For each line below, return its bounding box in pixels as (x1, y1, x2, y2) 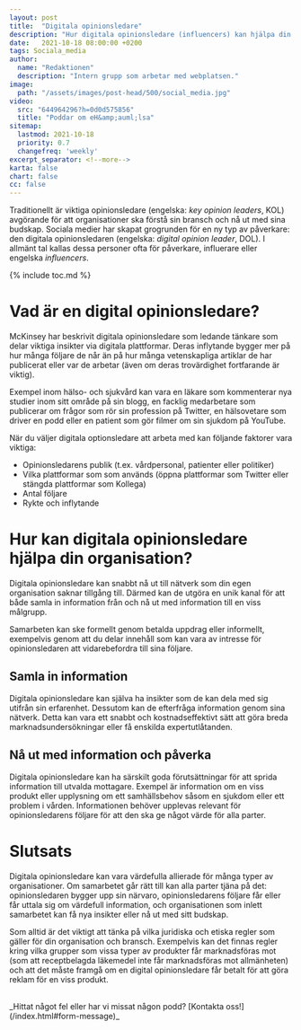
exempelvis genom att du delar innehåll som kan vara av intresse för (9, 634, 262, 644)
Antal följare (22, 489, 67, 499)
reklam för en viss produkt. (9, 973, 110, 984)
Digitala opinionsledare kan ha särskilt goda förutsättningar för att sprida (9, 771, 278, 782)
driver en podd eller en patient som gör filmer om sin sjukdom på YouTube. (9, 415, 286, 427)
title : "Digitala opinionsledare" (9, 22, 143, 31)
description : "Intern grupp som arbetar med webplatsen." (17, 72, 240, 81)
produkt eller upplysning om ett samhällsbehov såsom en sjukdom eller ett (9, 790, 285, 801)
